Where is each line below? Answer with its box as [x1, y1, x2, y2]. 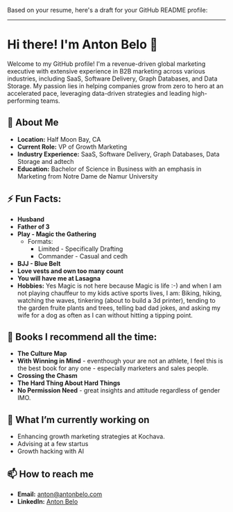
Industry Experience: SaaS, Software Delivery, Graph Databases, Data [17, 149, 220, 158]
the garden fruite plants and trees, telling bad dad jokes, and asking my [17, 304, 221, 312]
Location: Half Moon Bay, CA [17, 135, 101, 143]
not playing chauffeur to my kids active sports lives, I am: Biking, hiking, [17, 288, 222, 297]
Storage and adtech [17, 157, 74, 165]
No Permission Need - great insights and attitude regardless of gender [17, 386, 221, 395]
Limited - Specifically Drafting [37, 245, 123, 253]
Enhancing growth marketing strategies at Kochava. [17, 432, 165, 440]
